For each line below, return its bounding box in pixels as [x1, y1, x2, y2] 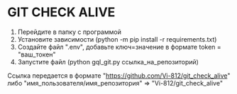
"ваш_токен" [17, 50, 56, 59]
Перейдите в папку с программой [17, 28, 122, 36]
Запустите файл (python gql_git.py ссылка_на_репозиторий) [17, 57, 199, 66]
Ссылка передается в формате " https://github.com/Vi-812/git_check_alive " [7, 71, 231, 80]
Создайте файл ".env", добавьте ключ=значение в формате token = [17, 42, 221, 51]
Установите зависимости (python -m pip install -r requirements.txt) [17, 35, 217, 43]
